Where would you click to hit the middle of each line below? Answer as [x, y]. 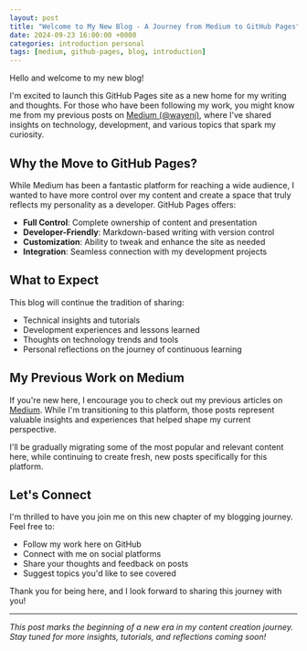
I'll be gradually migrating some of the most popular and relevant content [147, 447]
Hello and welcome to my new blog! [77, 78]
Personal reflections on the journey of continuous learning [132, 349]
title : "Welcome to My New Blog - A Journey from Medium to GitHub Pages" [155, 27]
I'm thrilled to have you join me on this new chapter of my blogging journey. [151, 517]
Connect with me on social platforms [92, 554]
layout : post [34, 18]
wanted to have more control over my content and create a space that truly [150, 195]
